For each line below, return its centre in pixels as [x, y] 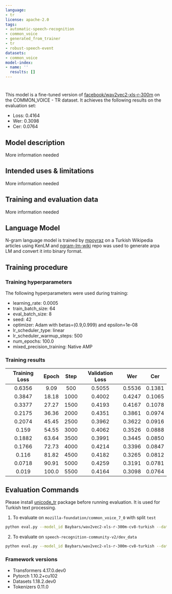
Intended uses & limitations [50, 171]
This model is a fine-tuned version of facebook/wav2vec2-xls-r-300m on [83, 95]
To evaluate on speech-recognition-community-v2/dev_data [75, 537]
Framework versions [31, 559]
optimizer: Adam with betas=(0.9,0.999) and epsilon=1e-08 [75, 325]
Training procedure [37, 267]
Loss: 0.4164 [26, 115]
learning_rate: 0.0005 [35, 303]
